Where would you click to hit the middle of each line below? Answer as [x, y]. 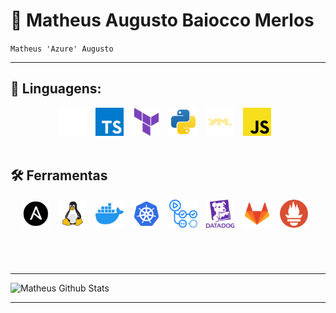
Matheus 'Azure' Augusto [62, 49]
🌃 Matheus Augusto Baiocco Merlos [162, 20]
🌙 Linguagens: [56, 89]
